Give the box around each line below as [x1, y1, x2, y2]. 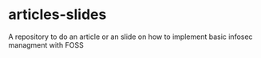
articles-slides [8, 6, 107, 24]
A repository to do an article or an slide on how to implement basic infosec [8, 32, 253, 41]
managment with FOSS [8, 40, 84, 49]
